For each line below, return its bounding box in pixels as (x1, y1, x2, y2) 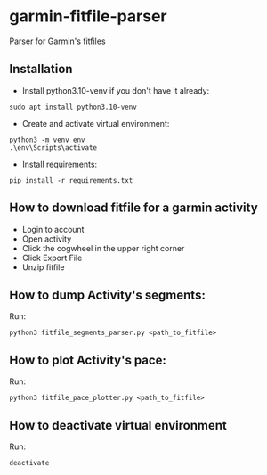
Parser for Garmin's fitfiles (9, 36, 106, 46)
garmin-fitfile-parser (9, 6, 167, 27)
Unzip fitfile (21, 261, 65, 273)
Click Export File (21, 252, 83, 263)
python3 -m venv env (9, 135, 86, 144)
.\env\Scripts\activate (9, 143, 98, 152)
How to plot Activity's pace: (9, 352, 167, 367)
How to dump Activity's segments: (9, 287, 206, 302)
